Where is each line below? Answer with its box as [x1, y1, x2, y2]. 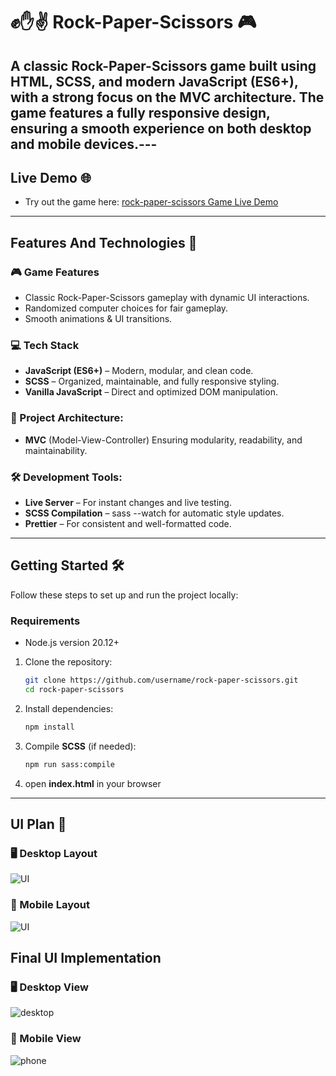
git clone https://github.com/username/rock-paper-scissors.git [24, 675, 299, 686]
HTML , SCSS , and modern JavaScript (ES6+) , [10, 73, 299, 90]
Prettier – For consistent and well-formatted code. [24, 517, 232, 529]
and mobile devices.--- [10, 135, 158, 153]
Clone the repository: [24, 656, 113, 668]
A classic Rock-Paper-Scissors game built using [10, 57, 317, 74]
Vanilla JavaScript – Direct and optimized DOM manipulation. [24, 386, 278, 398]
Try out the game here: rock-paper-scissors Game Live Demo [24, 196, 279, 208]
